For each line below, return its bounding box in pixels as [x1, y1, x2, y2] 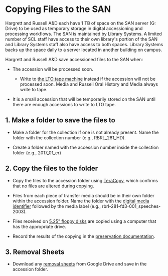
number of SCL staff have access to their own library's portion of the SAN [5, 36, 158, 42]
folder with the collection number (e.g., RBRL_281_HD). [12, 134, 126, 141]
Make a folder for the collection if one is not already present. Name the [12, 129, 159, 135]
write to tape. [20, 86, 48, 92]
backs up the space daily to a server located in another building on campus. [5, 47, 162, 53]
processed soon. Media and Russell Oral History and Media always [20, 81, 158, 87]
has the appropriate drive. [12, 223, 66, 229]
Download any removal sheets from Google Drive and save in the [12, 261, 147, 267]
